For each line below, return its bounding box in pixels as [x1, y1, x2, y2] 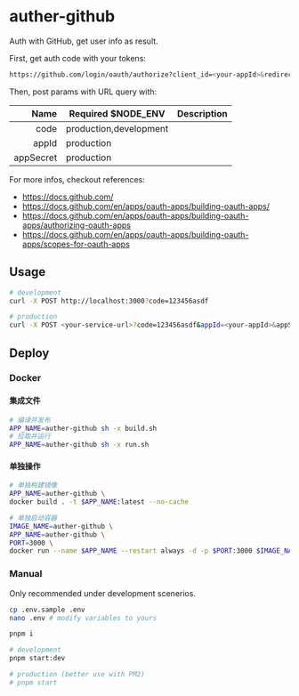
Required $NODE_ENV [69, 107, 166, 119]
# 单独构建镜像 [9, 481, 58, 490]
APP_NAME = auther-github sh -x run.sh [9, 441, 149, 449]
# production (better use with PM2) [9, 670, 145, 679]
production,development [65, 122, 169, 134]
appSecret [13, 151, 58, 164]
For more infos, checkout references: [9, 174, 145, 184]
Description [176, 107, 229, 119]
